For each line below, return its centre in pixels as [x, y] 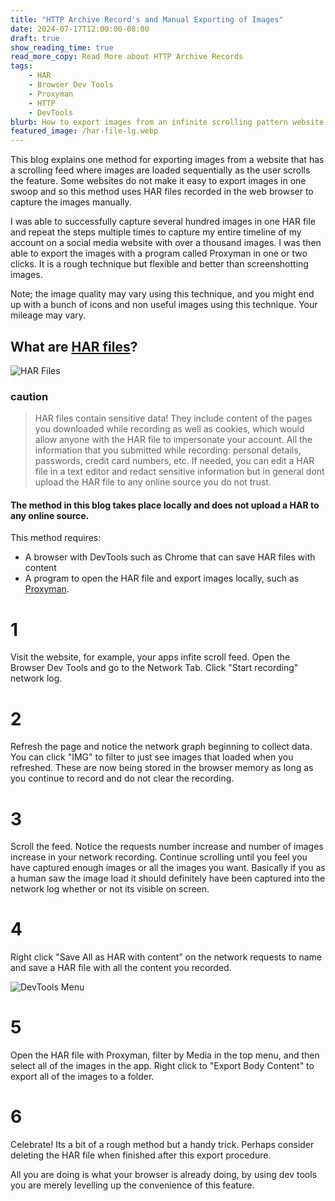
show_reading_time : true [62, 47]
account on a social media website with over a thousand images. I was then [166, 243]
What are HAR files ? [74, 346]
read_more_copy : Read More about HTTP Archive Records [127, 57]
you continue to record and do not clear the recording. [122, 778]
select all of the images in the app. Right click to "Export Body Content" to [162, 1066]
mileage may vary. [48, 315]
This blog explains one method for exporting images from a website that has [167, 160]
